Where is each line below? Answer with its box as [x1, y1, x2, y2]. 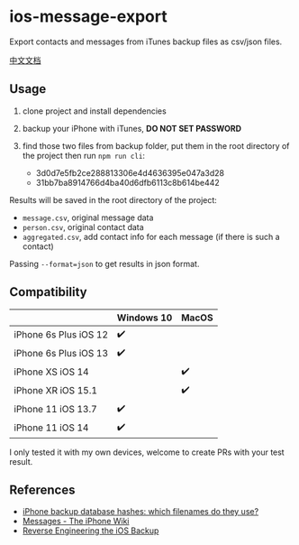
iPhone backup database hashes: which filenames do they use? [22, 506, 259, 517]
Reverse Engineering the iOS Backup [22, 525, 159, 536]
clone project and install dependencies [22, 106, 167, 116]
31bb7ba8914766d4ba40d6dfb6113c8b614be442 [35, 177, 221, 188]
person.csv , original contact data [22, 221, 144, 232]
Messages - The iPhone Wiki [22, 516, 130, 527]
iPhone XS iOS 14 [14, 365, 89, 378]
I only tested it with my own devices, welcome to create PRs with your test [9, 447, 285, 457]
